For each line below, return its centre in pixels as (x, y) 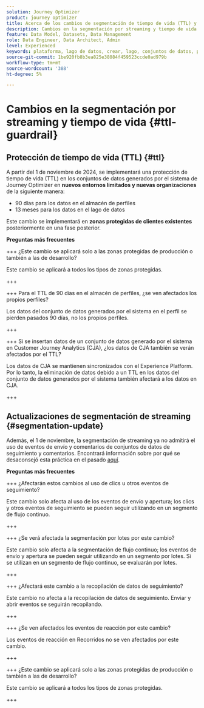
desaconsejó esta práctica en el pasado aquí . (63, 460)
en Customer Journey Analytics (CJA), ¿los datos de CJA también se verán (100, 348)
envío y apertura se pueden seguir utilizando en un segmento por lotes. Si (99, 556)
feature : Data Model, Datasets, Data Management (69, 35)
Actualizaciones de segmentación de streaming (99, 416)
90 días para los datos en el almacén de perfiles (75, 203)
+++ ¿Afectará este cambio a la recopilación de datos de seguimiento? (95, 586)
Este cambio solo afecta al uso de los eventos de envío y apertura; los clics (100, 502)
